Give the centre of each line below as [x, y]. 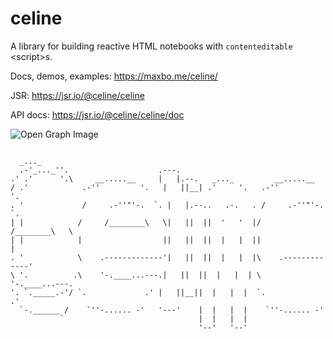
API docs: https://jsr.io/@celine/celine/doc [97, 114]
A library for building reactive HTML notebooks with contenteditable [151, 46]
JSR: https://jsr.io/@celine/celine [77, 95]
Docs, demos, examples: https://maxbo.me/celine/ [114, 76]
